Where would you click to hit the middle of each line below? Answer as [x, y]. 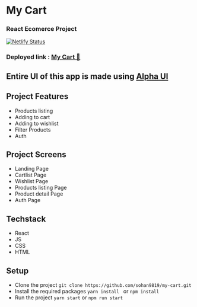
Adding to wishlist [36, 123]
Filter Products [33, 129]
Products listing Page [41, 188]
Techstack [26, 219]
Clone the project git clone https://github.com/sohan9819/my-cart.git [103, 285]
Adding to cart [32, 117]
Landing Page [32, 169]
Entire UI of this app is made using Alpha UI [87, 76]
